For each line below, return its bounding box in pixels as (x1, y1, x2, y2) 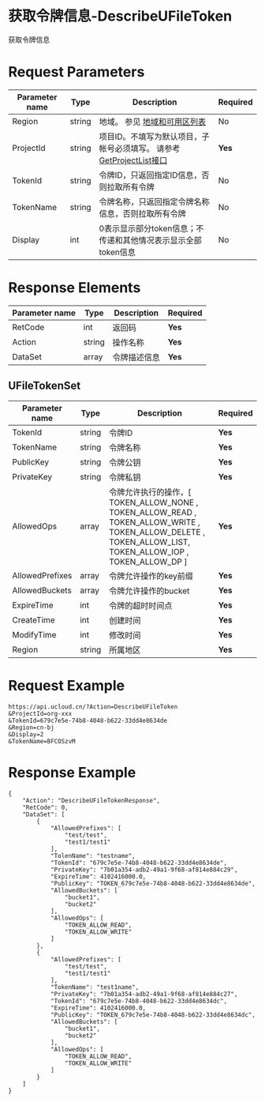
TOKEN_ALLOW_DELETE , (109, 526, 206, 537)
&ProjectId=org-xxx (8, 709, 73, 717)
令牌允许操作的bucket (109, 585, 190, 596)
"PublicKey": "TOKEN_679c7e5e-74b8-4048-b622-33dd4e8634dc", (50, 1010, 256, 1019)
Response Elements (8, 279, 141, 297)
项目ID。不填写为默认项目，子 (99, 131, 211, 142)
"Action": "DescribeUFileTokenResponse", (22, 796, 160, 804)
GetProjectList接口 (99, 155, 168, 166)
